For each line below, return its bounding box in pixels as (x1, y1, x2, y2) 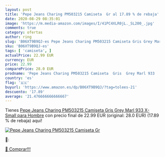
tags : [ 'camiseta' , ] (5, 48, 52, 53)
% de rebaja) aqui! (5, 118, 43, 124)
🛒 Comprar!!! (5, 146, 31, 152)
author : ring (5, 35, 32, 40)
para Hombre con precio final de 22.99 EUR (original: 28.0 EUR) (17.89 (17, 112, 160, 118)
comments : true (5, 26, 36, 30)
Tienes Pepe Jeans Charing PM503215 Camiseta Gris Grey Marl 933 (5, 107, 144, 113)
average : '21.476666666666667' (5, 94, 69, 99)
